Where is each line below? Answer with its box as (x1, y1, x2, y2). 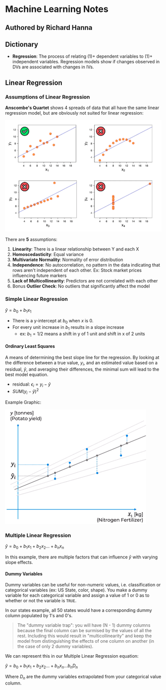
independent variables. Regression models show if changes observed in (12, 59, 160, 65)
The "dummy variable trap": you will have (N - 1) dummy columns (17, 622, 151, 628)
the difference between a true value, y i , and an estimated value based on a (5, 360, 158, 367)
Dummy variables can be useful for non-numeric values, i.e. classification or (5, 582, 161, 588)
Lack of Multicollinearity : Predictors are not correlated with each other (12, 278, 158, 284)
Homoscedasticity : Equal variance (12, 252, 84, 258)
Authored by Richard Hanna (5, 23, 93, 32)
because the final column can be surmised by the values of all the (17, 628, 152, 634)
